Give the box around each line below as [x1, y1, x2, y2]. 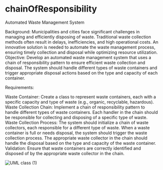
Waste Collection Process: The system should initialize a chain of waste [5, 120, 149, 125]
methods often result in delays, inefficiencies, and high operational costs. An [5, 39, 159, 45]
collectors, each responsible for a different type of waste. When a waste [5, 124, 150, 130]
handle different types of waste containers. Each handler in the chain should [5, 109, 158, 115]
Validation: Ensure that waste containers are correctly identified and [5, 145, 141, 151]
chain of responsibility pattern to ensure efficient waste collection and [5, 60, 145, 65]
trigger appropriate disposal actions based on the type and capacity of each [5, 70, 158, 76]
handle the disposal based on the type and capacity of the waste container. [5, 140, 157, 146]
